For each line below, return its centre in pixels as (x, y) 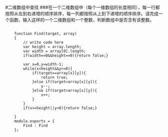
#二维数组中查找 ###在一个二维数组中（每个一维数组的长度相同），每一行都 (82, 7)
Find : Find (36, 125)
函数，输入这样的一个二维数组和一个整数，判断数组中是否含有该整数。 (81, 20)
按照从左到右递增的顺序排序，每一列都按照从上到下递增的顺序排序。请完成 (82, 13)
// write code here (43, 42)
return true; (54, 77)
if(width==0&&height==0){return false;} (66, 55)
